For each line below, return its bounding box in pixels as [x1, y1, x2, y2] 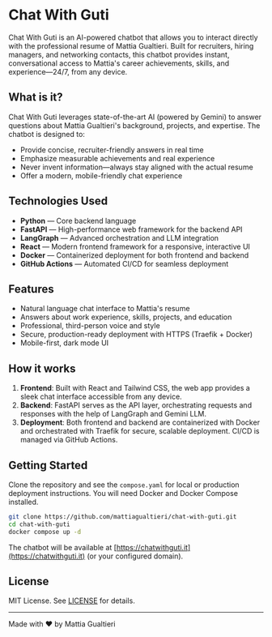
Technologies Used [8, 195, 108, 208]
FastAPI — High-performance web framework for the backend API [19, 224, 243, 234]
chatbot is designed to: [8, 129, 85, 139]
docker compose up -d [8, 528, 82, 536]
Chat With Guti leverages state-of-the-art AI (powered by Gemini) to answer [8, 112, 261, 122]
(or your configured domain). [87, 551, 184, 561]
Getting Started [8, 458, 88, 472]
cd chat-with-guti [8, 520, 70, 528]
